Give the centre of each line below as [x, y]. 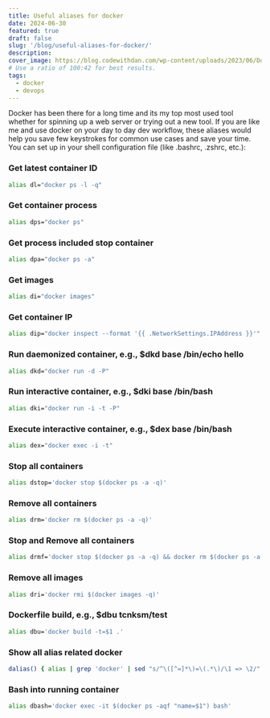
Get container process [53, 206]
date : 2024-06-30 [37, 23]
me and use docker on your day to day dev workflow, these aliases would [130, 130]
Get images [31, 279]
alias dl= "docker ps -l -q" [55, 185]
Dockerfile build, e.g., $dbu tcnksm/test [88, 615]
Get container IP [41, 316]
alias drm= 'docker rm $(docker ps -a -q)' [80, 520]
